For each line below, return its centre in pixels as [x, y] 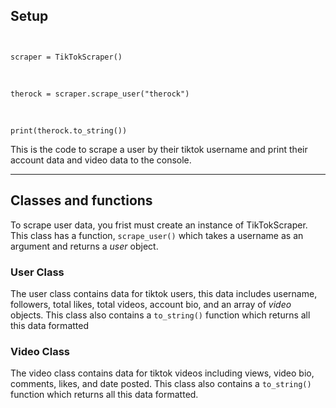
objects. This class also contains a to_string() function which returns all [160, 315]
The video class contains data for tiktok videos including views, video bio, [162, 373]
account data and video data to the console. [101, 160]
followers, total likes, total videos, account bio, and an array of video [151, 304]
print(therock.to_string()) [69, 130]
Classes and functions [81, 200]
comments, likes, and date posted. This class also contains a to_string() [161, 384]
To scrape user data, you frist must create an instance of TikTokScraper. [159, 225]
